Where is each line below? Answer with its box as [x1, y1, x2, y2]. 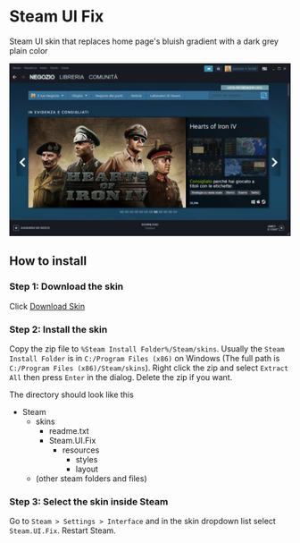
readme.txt [48, 426, 89, 437]
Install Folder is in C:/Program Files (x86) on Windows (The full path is [9, 353, 280, 364]
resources [62, 445, 100, 455]
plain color [9, 45, 48, 55]
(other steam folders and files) [35, 473, 147, 484]
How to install [9, 253, 87, 269]
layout [75, 463, 98, 475]
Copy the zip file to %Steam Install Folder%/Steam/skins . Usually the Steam [9, 344, 285, 354]
